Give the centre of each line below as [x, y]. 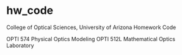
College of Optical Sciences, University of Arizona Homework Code [91, 27]
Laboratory [20, 45]
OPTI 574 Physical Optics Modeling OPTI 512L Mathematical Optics [91, 39]
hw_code [30, 11]
